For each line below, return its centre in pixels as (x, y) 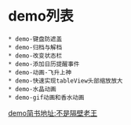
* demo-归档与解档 (35, 47)
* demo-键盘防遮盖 (35, 39)
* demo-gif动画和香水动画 (46, 97)
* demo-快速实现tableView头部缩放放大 (65, 81)
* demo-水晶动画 (32, 89)
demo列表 (41, 16)
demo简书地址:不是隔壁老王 (53, 113)
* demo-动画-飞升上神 (40, 72)
